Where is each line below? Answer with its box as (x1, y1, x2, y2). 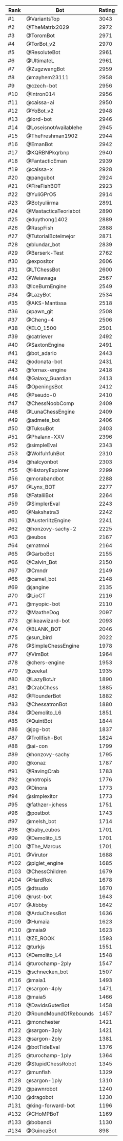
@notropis (26, 776, 51, 783)
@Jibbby (26, 901, 48, 908)
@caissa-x (26, 166, 53, 173)
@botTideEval (26, 1044, 60, 1050)
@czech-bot (26, 82, 57, 89)
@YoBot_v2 (26, 108, 54, 114)
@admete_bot (26, 417, 60, 423)
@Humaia (26, 918, 50, 925)
